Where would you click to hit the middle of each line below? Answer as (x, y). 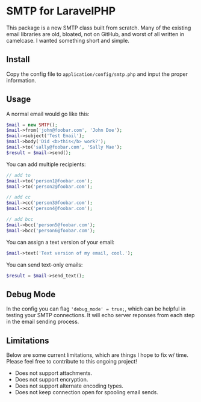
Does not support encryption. (51, 380)
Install (18, 59)
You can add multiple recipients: (46, 164)
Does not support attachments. (53, 373)
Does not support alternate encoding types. (69, 386)
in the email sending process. (43, 322)
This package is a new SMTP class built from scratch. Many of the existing (99, 28)
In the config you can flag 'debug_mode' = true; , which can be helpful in (96, 309)
